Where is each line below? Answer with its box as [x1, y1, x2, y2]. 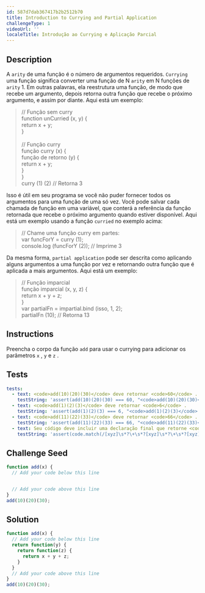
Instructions [6, 329, 54, 340]
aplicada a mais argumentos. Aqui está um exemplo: [6, 267, 138, 274]
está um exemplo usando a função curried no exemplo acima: [6, 217, 163, 225]
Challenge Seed [6, 448, 68, 458]
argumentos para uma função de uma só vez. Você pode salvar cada [6, 198, 180, 205]
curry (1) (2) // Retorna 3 [21, 180, 83, 187]
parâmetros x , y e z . [6, 352, 59, 359]
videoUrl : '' [6, 26, 40, 32]
